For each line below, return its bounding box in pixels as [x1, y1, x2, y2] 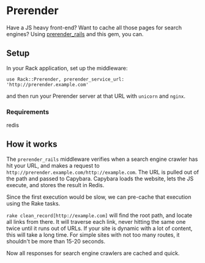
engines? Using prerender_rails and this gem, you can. [6, 30, 144, 37]
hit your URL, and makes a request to [6, 161, 100, 169]
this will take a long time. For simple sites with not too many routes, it [6, 231, 180, 239]
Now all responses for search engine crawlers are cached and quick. [6, 249, 180, 257]
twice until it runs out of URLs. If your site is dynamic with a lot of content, [6, 224, 193, 232]
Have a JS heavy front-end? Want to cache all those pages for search [6, 24, 182, 31]
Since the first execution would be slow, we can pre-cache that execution [6, 193, 192, 201]
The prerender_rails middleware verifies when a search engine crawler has [6, 155, 198, 163]
